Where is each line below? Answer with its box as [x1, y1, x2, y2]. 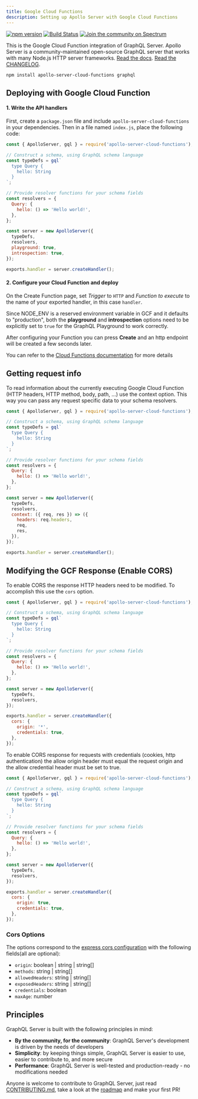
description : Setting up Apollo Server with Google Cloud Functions [6, 14, 178, 20]
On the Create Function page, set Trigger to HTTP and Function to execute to [6, 292, 190, 299]
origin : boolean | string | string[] [14, 962, 94, 969]
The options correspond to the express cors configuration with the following [6, 944, 192, 951]
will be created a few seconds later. [6, 340, 93, 347]
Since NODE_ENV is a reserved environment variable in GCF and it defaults [6, 310, 189, 317]
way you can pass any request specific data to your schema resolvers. [6, 396, 178, 404]
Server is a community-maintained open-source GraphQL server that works [6, 48, 190, 55]
